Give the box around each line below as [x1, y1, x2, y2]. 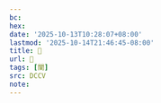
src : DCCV [9, 72, 47, 81]
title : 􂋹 [9, 47, 42, 56]
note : [9, 80, 30, 89]
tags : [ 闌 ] [9, 64, 49, 73]
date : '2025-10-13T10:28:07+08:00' [9, 30, 143, 39]
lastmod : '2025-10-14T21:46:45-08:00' [9, 38, 155, 47]
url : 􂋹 [9, 55, 34, 64]
